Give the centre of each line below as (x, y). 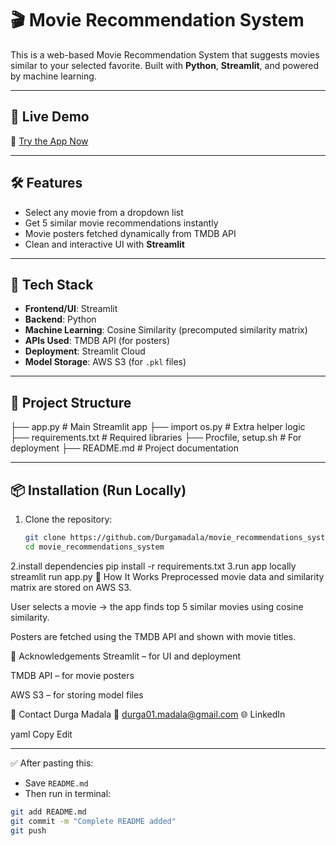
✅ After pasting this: (52, 763)
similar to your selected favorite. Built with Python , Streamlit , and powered (165, 65)
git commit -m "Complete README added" (93, 821)
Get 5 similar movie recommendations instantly (121, 223)
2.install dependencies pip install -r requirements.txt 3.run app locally (153, 566)
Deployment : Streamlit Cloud (85, 351)
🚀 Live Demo (50, 117)
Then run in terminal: (68, 793)
